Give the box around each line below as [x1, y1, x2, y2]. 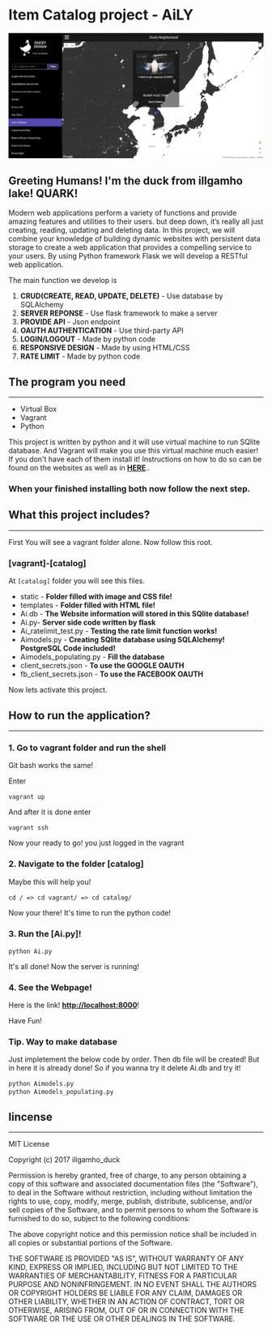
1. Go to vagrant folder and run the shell [8, 742, 167, 753]
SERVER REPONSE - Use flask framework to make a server [19, 308, 218, 318]
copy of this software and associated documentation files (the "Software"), [8, 1179, 259, 1189]
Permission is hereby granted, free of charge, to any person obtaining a [8, 1170, 247, 1181]
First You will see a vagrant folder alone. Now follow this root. [8, 537, 213, 547]
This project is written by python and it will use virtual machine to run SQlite [8, 437, 261, 447]
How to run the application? [8, 708, 151, 723]
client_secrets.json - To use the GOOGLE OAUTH [19, 661, 185, 671]
